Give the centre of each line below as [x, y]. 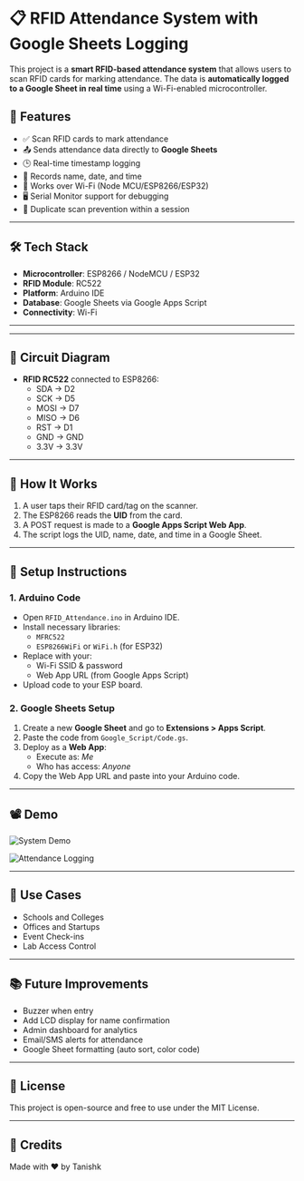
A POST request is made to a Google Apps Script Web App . [134, 525]
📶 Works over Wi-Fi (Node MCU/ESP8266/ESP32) [116, 185]
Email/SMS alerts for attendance [82, 1039]
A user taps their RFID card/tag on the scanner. [110, 506]
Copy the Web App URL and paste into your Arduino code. [131, 776]
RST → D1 [54, 427]
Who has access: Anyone [83, 766]
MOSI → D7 [57, 408]
